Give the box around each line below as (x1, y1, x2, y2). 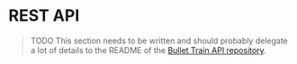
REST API (8, 5, 80, 26)
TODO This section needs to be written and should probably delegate (30, 35, 289, 46)
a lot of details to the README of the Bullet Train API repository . (30, 44, 266, 55)
